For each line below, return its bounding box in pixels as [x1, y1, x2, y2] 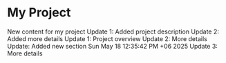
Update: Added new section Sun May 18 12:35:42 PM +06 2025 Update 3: [7, 42, 218, 50]
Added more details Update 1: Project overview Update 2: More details [7, 34, 207, 42]
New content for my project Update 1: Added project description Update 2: [7, 27, 220, 36]
